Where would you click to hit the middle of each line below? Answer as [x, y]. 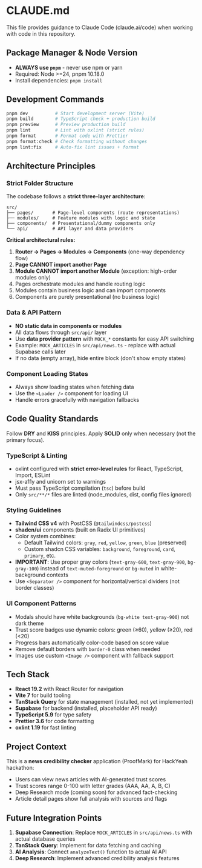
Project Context [36, 746]
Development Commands [55, 100]
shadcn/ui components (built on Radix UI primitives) [80, 530]
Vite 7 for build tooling [43, 695]
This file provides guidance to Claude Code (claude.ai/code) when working [100, 27]
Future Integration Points [54, 818]
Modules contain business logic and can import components [90, 290]
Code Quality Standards [52, 419]
